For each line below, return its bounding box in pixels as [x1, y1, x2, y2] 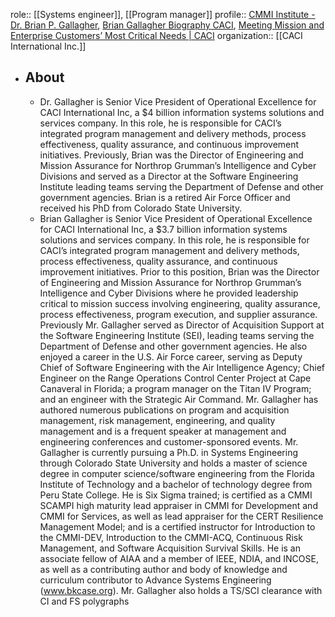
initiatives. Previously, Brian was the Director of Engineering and [39, 149, 304, 161]
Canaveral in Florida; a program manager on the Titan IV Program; [39, 382, 312, 394]
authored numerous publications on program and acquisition [39, 404, 290, 416]
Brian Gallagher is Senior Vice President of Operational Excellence [39, 212, 313, 224]
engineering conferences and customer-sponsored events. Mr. [39, 435, 299, 448]
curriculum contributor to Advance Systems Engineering [39, 574, 272, 586]
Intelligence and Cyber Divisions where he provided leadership [39, 287, 299, 299]
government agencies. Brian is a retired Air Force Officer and [39, 191, 291, 203]
